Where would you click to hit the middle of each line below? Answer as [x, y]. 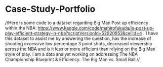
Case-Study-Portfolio [50, 9]
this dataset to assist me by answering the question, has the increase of [78, 38]
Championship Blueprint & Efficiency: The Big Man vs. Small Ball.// [73, 59]
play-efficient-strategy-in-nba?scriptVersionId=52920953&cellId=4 [74, 33]
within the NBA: [21, 28]
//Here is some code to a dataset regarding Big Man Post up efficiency [77, 23]
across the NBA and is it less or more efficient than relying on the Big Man [80, 49]
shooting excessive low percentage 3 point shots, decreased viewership [79, 43]
